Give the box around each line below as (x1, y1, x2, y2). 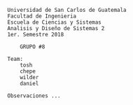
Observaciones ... (7, 92, 61, 99)
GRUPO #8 (20, 43, 45, 50)
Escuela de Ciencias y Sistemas (7, 19, 101, 26)
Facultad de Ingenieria (7, 13, 77, 20)
